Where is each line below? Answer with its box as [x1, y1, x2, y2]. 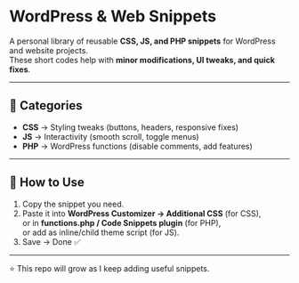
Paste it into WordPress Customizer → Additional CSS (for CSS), [21, 207, 262, 219]
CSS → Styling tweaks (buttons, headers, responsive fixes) [21, 122, 238, 133]
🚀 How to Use [9, 175, 85, 190]
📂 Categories [9, 98, 83, 113]
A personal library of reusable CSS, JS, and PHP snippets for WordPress [9, 36, 276, 46]
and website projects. [9, 44, 89, 55]
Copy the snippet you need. [21, 198, 125, 209]
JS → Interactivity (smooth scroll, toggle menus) [21, 131, 199, 141]
